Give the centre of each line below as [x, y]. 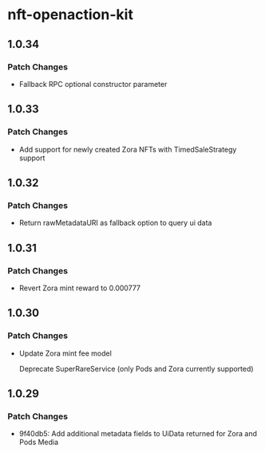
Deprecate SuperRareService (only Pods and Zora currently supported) [136, 368]
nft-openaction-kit [70, 15]
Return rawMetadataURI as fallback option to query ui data [115, 223]
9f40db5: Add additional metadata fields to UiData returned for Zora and [138, 434]
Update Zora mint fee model [65, 353]
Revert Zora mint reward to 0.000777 [80, 288]
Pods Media [39, 442]
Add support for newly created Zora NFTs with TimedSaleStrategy [128, 149]
